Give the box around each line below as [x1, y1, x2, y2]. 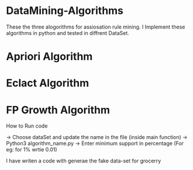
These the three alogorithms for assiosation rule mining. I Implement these [6, 23, 185, 30]
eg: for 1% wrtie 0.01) [6, 146, 57, 153]
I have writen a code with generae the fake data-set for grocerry [6, 157, 161, 164]
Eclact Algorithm [6, 77, 89, 90]
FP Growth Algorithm [6, 103, 110, 116]
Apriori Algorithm [6, 50, 93, 63]
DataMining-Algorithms [6, 4, 124, 17]
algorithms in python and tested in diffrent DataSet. [6, 29, 130, 36]
